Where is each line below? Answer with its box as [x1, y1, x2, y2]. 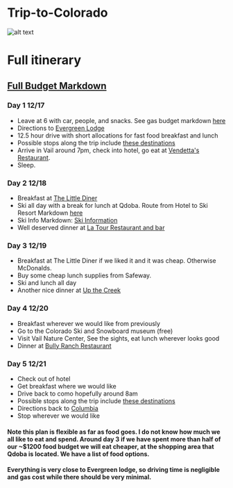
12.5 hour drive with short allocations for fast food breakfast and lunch [17, 131, 218, 140]
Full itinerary [7, 52, 82, 68]
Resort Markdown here [17, 209, 83, 217]
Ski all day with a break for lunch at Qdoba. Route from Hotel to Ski [17, 202, 208, 210]
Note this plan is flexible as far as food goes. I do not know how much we [7, 428, 221, 436]
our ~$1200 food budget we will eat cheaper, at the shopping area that [7, 442, 214, 450]
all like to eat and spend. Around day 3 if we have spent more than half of [7, 434, 221, 443]
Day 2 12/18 [7, 178, 47, 188]
